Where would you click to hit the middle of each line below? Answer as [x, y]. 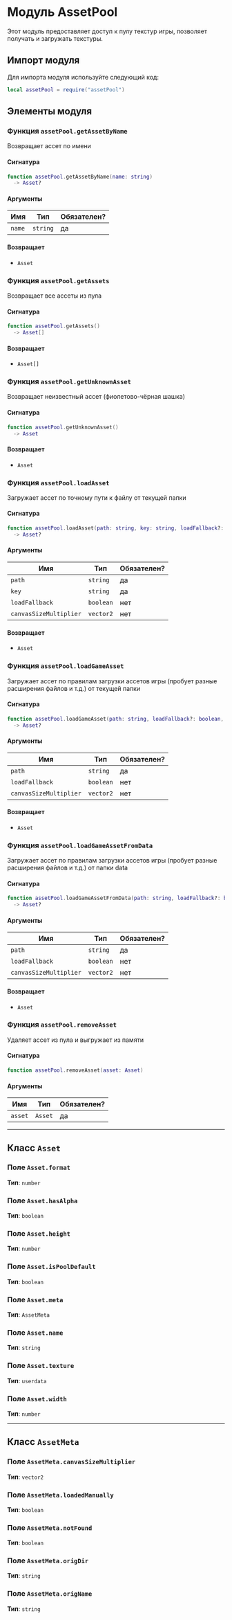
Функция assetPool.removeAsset [62, 1025]
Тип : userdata [27, 1380]
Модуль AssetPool [62, 12]
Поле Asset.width [37, 1398]
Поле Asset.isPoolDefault [51, 1266]
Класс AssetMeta [43, 1442]
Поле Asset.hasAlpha [42, 1200]
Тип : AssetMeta [29, 1315]
